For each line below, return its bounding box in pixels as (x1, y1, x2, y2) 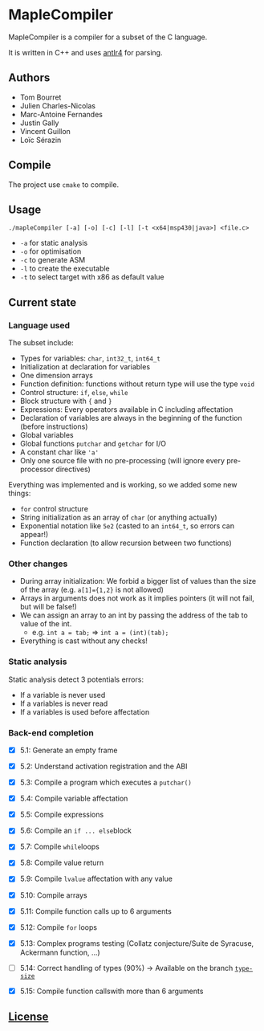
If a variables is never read (19, 699, 108, 708)
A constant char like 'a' (19, 447, 99, 457)
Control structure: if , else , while (19, 388, 128, 397)
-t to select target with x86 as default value (19, 272, 164, 282)
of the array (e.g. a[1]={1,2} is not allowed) (19, 585, 164, 595)
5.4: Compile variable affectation (19, 793, 128, 804)
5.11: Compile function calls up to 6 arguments (19, 906, 173, 916)
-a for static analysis (19, 238, 88, 248)
